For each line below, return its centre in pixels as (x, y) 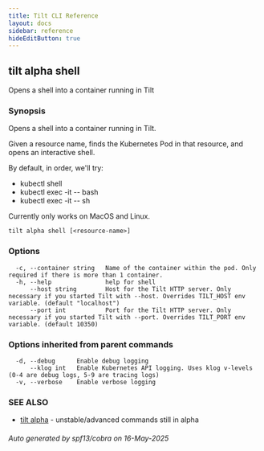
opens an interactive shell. (52, 153)
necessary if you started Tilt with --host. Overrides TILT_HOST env (127, 296)
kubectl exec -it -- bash (59, 192)
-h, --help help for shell (86, 282)
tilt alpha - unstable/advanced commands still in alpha (109, 420)
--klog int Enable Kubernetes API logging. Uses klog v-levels (141, 368)
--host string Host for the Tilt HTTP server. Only (130, 289)
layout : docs (30, 23)
